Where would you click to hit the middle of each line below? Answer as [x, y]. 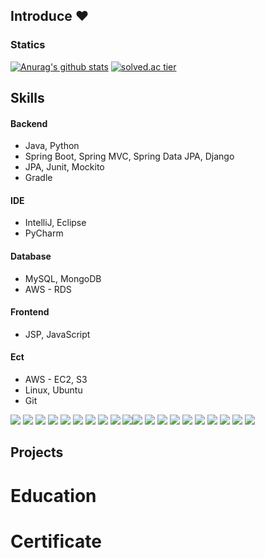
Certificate [56, 541]
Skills [27, 98]
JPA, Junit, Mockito [64, 167]
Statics [28, 45]
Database [31, 256]
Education [53, 495]
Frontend [30, 312]
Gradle [38, 178]
